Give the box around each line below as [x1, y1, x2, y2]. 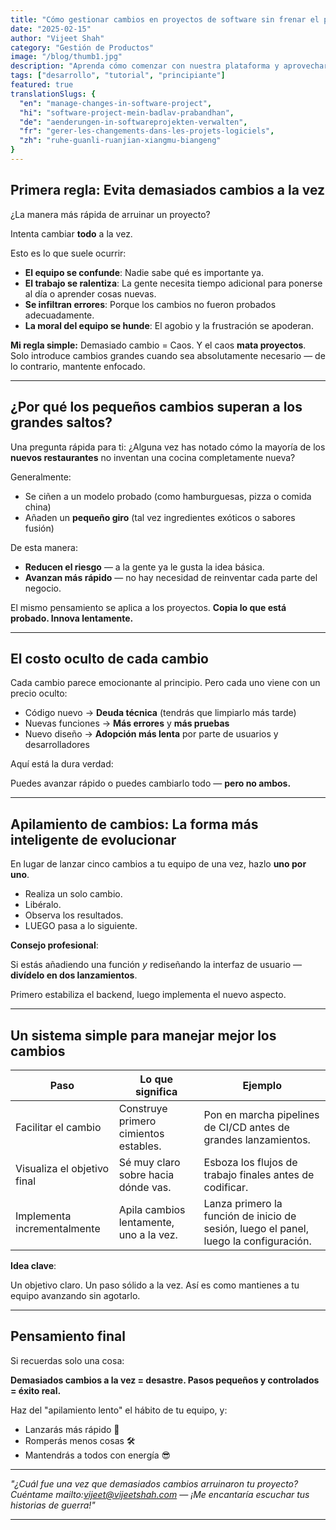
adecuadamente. [24, 309, 95, 321]
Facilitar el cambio [15, 1120, 102, 1134]
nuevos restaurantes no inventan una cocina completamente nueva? [10, 451, 296, 463]
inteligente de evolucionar [10, 831, 177, 848]
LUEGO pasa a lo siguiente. [24, 920, 138, 932]
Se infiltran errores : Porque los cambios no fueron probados [24, 298, 277, 310]
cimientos [118, 1126, 165, 1140]
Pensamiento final [10, 1328, 126, 1345]
